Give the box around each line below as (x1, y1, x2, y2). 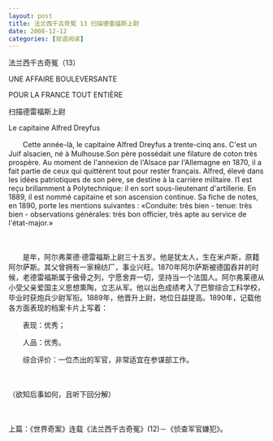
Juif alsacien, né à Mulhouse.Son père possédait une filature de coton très (8, 149, 258, 159)
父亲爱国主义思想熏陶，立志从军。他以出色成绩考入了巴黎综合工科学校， (22, 282, 265, 293)
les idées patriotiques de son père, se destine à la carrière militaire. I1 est (8, 175, 253, 185)
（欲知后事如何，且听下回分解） (8, 390, 115, 400)
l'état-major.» (8, 218, 54, 228)
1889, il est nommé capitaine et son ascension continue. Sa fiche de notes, (8, 192, 258, 202)
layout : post (8, 11, 53, 20)
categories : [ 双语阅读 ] (8, 34, 84, 43)
